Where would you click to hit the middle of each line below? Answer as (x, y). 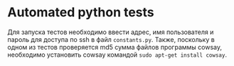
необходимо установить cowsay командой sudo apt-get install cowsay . (117, 55)
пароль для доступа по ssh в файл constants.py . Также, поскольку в (111, 39)
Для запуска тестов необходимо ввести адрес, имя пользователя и (111, 32)
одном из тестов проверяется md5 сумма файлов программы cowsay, (115, 47)
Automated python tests (81, 12)
